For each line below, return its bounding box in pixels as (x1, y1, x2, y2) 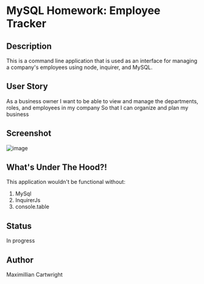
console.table (15, 203, 50, 211)
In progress (6, 237, 35, 244)
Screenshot (6, 128, 52, 139)
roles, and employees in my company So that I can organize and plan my (6, 104, 189, 111)
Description (6, 41, 52, 51)
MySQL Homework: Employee (6, 4, 161, 18)
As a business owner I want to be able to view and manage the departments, (6, 97, 199, 104)
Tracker (6, 16, 47, 31)
